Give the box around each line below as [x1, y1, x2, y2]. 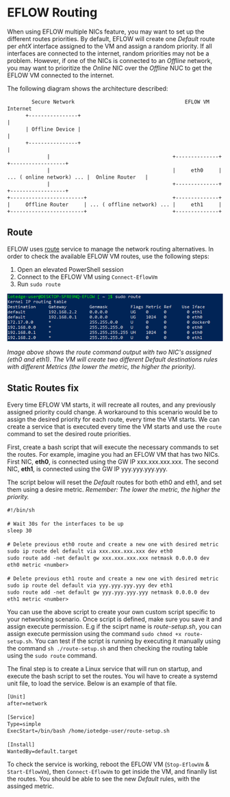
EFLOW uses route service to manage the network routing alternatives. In [7, 244, 214, 253]
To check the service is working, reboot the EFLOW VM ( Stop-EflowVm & [7, 760, 210, 768]
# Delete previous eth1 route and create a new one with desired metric [7, 575, 219, 582]
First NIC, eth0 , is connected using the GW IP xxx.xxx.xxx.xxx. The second [7, 457, 219, 466]
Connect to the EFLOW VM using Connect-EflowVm [16, 273, 158, 281]
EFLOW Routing [7, 5, 98, 21]
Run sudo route [16, 279, 61, 288]
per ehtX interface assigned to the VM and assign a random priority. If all [7, 42, 212, 50]
